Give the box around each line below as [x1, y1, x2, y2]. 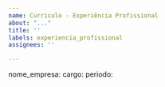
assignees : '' [8, 41, 56, 49]
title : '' [8, 26, 41, 34]
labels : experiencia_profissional [8, 33, 124, 42]
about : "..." [8, 19, 52, 27]
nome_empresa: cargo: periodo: [8, 70, 113, 79]
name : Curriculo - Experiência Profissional [8, 11, 159, 20]
